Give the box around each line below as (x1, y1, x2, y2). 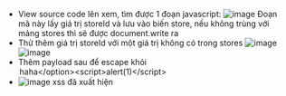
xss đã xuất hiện (52, 77, 114, 87)
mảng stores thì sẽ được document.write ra (17, 28, 179, 38)
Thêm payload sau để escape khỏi (17, 57, 148, 67)
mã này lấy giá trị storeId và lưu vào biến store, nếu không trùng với (17, 18, 270, 29)
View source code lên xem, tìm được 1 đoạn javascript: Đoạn (17, 9, 278, 19)
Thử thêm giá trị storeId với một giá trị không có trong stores (17, 37, 243, 48)
